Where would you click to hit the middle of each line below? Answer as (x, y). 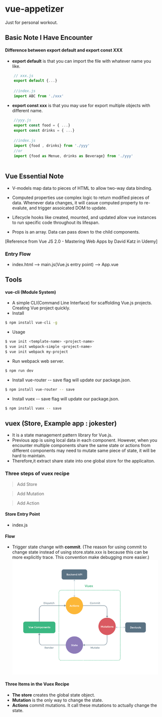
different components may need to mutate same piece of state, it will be (84, 450)
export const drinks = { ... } (44, 130)
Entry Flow (18, 254)
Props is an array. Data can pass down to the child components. (76, 232)
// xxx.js (24, 76)
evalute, (20, 208)
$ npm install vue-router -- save (40, 389)
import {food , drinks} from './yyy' (52, 146)
